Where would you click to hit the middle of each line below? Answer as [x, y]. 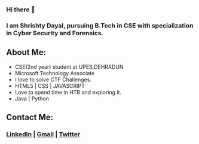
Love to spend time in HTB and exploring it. [68, 92]
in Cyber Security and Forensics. [55, 33]
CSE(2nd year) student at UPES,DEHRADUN [69, 67]
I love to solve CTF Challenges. [53, 79]
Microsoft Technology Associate [55, 73]
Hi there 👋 [21, 10]
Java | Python [32, 99]
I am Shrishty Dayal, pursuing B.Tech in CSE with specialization [100, 25]
